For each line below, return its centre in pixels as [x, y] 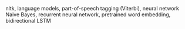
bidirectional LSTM [28, 21]
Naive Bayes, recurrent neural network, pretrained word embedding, [88, 14]
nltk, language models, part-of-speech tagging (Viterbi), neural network [92, 8]
